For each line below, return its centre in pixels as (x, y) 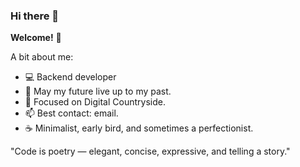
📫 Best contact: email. (71, 113)
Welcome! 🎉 (36, 38)
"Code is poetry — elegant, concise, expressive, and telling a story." (150, 151)
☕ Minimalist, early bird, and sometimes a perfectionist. (139, 128)
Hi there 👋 (35, 16)
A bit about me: (42, 57)
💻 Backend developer (70, 77)
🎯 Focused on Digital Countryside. (95, 102)
